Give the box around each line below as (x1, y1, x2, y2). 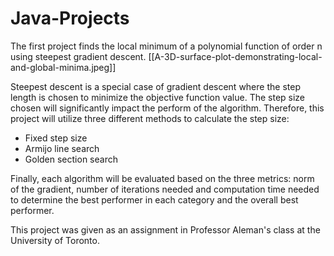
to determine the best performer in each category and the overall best (10, 193, 299, 206)
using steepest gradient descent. (10, 50, 147, 62)
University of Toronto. (10, 234, 100, 246)
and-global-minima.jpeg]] (10, 61, 117, 73)
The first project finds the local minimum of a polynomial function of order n (10, 40, 323, 52)
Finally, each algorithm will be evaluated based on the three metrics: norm (10, 172, 315, 184)
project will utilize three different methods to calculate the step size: (10, 112, 290, 124)
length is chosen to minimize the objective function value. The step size (10, 91, 306, 103)
